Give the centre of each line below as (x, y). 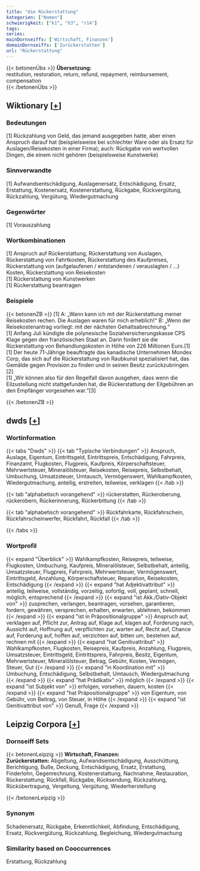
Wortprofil (21, 546)
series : (16, 34)
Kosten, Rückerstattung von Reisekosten (56, 273)
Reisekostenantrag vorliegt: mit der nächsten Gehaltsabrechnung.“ (88, 327)
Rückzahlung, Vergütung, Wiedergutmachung (62, 196)
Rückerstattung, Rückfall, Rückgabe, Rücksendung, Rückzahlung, (87, 780)
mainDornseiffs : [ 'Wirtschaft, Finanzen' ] (60, 40)
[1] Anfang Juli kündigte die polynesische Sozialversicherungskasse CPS (96, 333)
